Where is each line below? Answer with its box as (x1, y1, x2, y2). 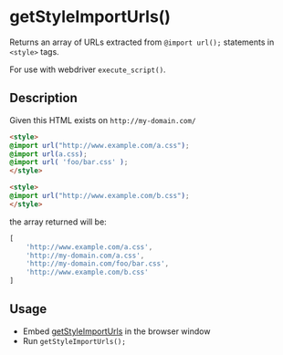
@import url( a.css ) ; (9, 149, 89, 159)
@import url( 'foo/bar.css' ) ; (9, 158, 129, 167)
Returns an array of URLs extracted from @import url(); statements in (9, 37, 275, 47)
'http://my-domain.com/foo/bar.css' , (26, 259, 170, 268)
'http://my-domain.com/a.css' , (26, 251, 145, 260)
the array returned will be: (9, 216, 107, 227)
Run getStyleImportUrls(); (22, 335, 126, 346)
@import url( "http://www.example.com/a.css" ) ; (9, 141, 190, 150)
